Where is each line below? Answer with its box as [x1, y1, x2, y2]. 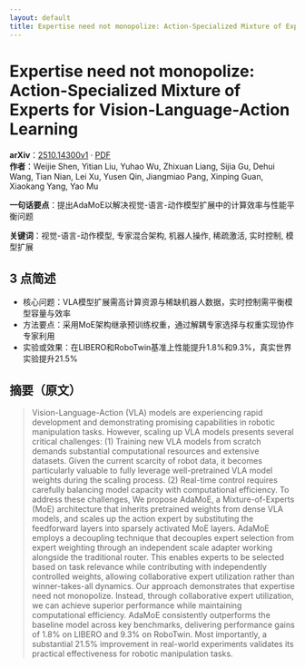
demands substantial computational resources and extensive [31, 446, 260, 457]
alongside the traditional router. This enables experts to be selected [31, 552, 284, 563]
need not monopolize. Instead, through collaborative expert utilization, [31, 591, 295, 602]
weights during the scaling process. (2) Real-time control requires [31, 475, 279, 486]
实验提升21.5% [22, 353, 78, 364]
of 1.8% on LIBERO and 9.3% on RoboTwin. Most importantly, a [31, 629, 268, 640]
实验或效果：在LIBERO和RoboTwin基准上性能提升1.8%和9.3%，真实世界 [22, 342, 292, 353]
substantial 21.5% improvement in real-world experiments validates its [31, 639, 294, 650]
